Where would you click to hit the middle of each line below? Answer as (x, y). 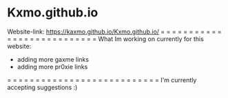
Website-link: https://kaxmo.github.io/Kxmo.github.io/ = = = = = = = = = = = (114, 32)
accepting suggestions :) (42, 87)
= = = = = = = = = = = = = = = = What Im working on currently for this (106, 38)
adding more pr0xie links (52, 66)
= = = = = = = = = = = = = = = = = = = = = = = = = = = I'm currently (102, 79)
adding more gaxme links (53, 59)
